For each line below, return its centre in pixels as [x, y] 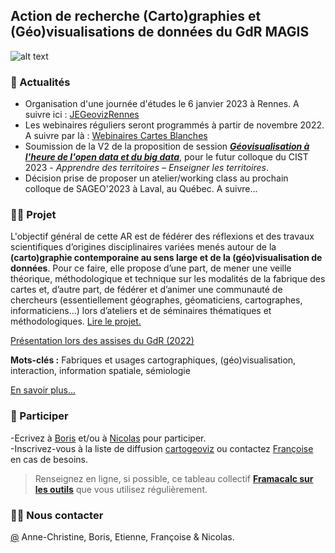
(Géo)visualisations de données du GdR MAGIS [160, 32]
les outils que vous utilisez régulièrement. [121, 489]
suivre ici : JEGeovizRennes [82, 115]
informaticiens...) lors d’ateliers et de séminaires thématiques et [141, 311]
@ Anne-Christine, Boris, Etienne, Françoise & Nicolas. [122, 537]
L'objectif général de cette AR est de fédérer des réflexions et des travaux [162, 236]
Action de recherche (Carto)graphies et [136, 16]
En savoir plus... [43, 390]
